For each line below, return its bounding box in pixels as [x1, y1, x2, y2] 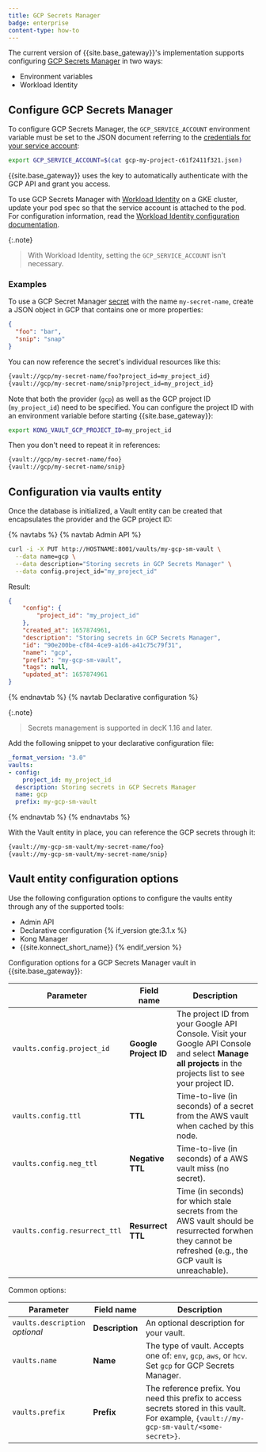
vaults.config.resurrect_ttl [12, 1226, 122, 1235]
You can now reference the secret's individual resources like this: [8, 357, 222, 366]
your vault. [145, 1327, 185, 1338]
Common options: [8, 1285, 66, 1294]
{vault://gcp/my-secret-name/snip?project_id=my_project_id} [8, 380, 215, 388]
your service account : [8, 141, 80, 151]
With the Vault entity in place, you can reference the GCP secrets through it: [8, 827, 256, 837]
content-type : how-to [8, 26, 80, 34]
